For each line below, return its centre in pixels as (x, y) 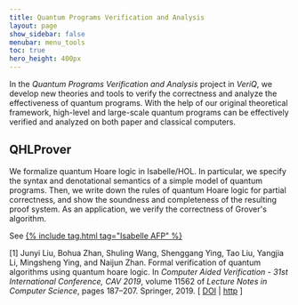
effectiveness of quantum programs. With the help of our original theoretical (149, 103)
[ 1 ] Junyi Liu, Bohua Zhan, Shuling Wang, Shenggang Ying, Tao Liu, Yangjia (147, 253)
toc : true (28, 51)
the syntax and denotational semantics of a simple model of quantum (136, 181)
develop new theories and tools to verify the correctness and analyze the (143, 93)
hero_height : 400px (45, 59)
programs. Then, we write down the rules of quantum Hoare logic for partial (148, 190)
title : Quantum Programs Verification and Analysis (107, 17)
